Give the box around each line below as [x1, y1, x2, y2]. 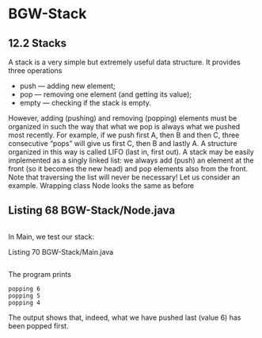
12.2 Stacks [8, 36, 67, 50]
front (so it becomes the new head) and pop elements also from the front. [8, 164, 249, 173]
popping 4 [8, 298, 41, 306]
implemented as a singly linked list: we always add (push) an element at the [8, 156, 255, 165]
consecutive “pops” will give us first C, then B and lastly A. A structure [8, 139, 237, 148]
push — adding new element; [19, 81, 116, 90]
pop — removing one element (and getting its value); [19, 90, 192, 99]
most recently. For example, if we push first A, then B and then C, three [8, 130, 240, 140]
